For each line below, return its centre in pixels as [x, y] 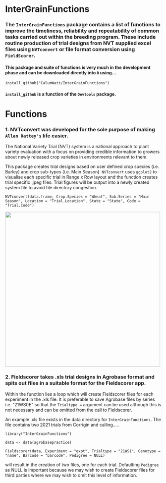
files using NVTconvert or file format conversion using [70, 50]
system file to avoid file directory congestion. [51, 188]
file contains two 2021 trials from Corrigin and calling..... [62, 425]
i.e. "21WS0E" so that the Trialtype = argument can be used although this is [83, 404]
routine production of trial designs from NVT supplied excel [78, 43]
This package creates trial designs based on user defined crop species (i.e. [82, 166]
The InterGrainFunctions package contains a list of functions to [83, 25]
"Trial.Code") [20, 206]
